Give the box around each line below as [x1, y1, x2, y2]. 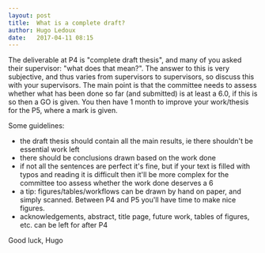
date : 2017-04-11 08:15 [8, 33, 93, 42]
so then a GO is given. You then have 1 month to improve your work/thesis [8, 97, 249, 107]
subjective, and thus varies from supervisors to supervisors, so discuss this [8, 72, 255, 81]
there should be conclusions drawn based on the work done [19, 153, 216, 163]
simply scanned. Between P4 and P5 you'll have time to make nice [19, 195, 237, 205]
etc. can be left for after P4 [19, 221, 108, 230]
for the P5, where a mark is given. [8, 106, 118, 115]
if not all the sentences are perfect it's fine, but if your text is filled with [19, 161, 251, 171]
